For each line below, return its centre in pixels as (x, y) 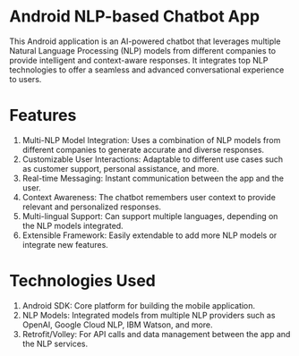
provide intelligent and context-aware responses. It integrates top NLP (139, 60)
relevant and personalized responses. (92, 207)
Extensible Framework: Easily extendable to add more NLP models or (149, 235)
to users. (26, 79)
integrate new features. (65, 244)
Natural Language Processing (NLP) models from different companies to (142, 50)
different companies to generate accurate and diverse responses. (143, 149)
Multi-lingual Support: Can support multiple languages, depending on (150, 216)
